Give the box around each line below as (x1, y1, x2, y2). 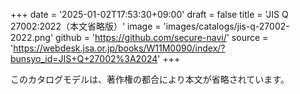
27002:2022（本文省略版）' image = (10, 20, 162, 32)
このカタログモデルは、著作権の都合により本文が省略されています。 (10, 74, 290, 85)
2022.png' (10, 32, 54, 43)
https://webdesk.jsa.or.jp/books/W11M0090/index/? (13, 42, 226, 54)
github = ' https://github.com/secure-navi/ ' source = (55, 32, 269, 43)
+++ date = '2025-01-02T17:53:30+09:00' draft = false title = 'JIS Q (10, 9, 289, 20)
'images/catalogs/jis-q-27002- (163, 20, 290, 32)
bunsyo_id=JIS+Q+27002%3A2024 (10, 53, 158, 64)
